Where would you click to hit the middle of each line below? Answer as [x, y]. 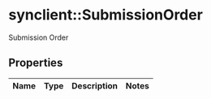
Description [95, 85]
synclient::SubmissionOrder [105, 15]
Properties [36, 63]
